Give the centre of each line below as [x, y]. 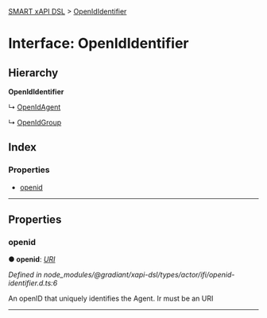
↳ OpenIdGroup [35, 123]
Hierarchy [33, 73]
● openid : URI [32, 259]
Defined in [25, 275]
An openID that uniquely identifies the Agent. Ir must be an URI [111, 299]
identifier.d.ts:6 [33, 283]
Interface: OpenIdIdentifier [99, 44]
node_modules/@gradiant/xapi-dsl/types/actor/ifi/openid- [139, 275]
